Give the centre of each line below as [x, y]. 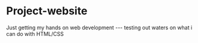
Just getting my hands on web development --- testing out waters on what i [99, 27]
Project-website [47, 11]
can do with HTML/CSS [35, 33]
